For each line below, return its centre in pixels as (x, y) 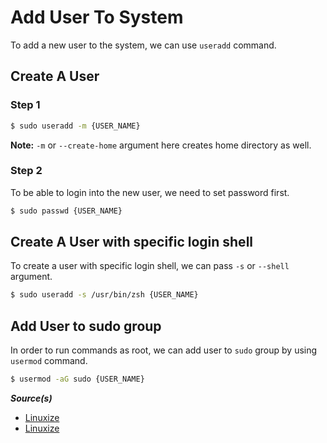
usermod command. (49, 361)
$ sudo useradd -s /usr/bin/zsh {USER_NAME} (104, 295)
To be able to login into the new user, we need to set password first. (150, 192)
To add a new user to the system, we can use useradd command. (143, 45)
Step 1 (25, 105)
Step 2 (26, 171)
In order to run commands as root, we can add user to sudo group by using (164, 350)
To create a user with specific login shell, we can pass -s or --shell (150, 266)
